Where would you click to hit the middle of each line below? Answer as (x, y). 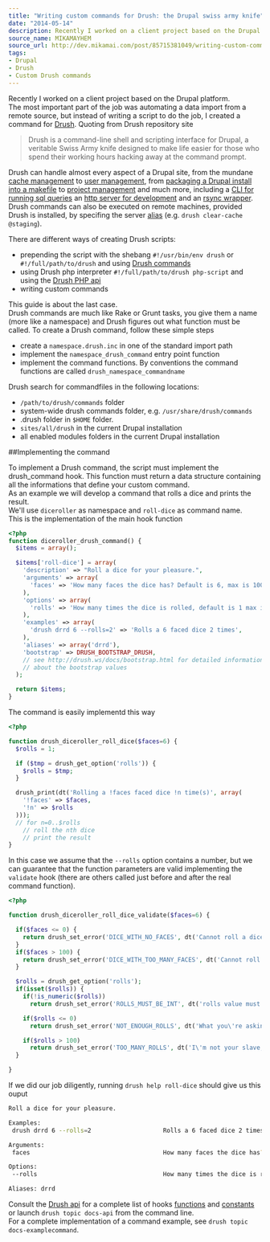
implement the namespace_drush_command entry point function (120, 353)
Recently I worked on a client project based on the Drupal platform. (119, 98)
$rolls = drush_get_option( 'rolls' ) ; (79, 982)
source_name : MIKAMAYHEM (50, 38)
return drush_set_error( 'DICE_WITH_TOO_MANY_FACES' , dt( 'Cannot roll (142, 960)
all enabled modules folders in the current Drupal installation (120, 436)
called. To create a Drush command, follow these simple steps (111, 329)
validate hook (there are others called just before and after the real (120, 877)
